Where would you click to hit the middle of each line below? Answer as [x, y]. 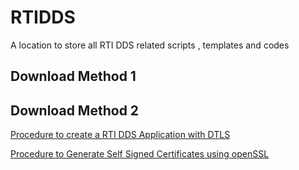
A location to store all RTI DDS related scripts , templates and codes [150, 45]
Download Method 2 [75, 110]
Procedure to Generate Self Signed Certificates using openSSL [140, 154]
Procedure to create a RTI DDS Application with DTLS [120, 135]
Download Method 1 [73, 76]
